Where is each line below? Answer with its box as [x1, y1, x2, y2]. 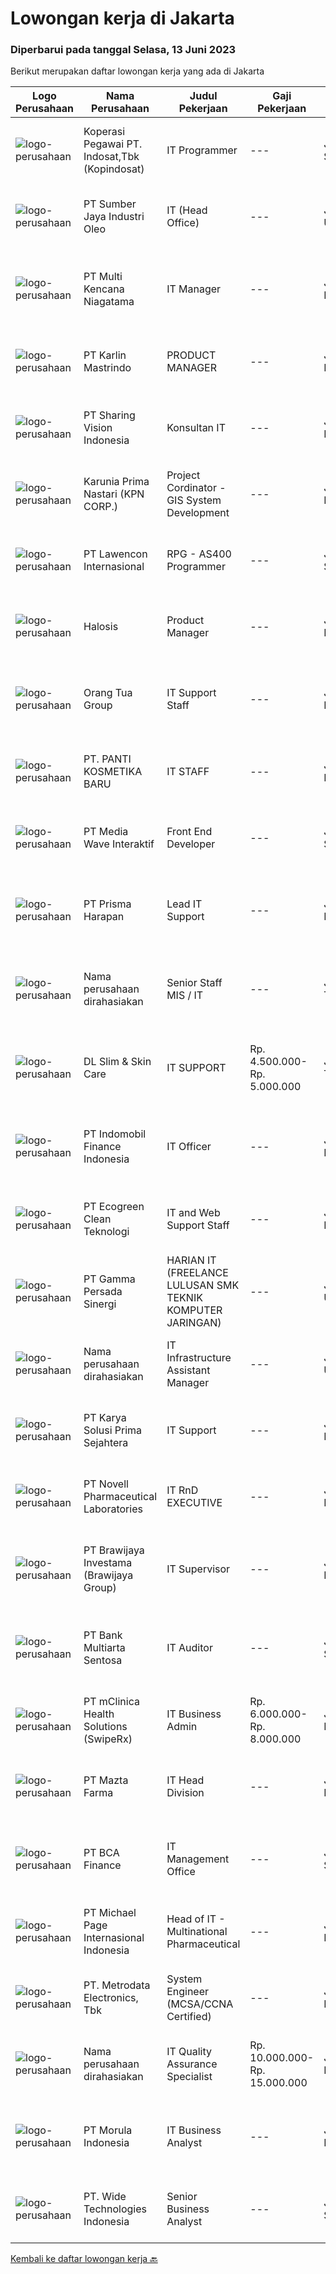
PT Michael [83, 1906, 137, 1920]
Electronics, [83, 1991, 139, 2005]
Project [166, 468, 201, 482]
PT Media [83, 825, 129, 839]
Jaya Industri [83, 210, 145, 224]
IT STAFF [166, 765, 210, 779]
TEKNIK [166, 1291, 203, 1305]
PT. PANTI [83, 752, 132, 766]
